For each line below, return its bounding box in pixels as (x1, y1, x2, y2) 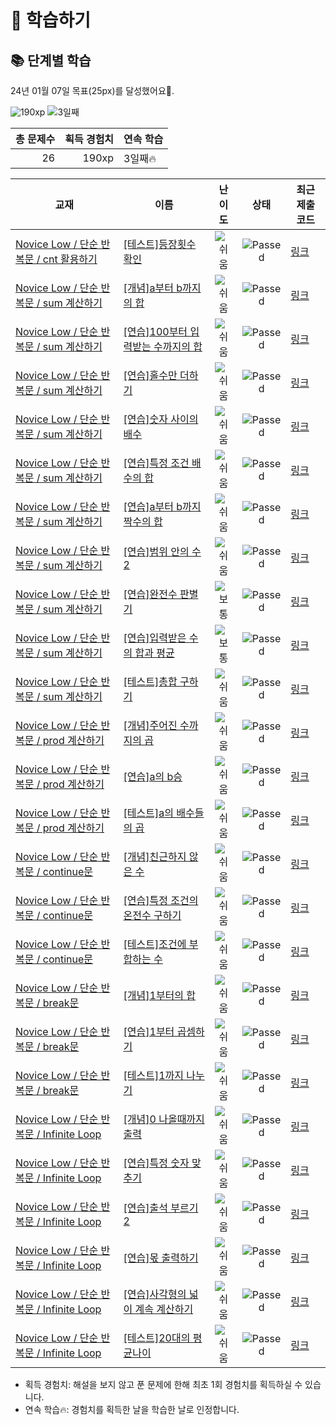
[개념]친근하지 (123, 850, 187, 863)
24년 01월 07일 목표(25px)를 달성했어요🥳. (10, 85, 175, 96)
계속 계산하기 (134, 1302, 194, 1316)
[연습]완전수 (123, 587, 178, 601)
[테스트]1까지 (123, 1069, 185, 1082)
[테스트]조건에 (123, 937, 187, 951)
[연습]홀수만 (123, 369, 178, 382)
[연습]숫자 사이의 (123, 412, 199, 426)
